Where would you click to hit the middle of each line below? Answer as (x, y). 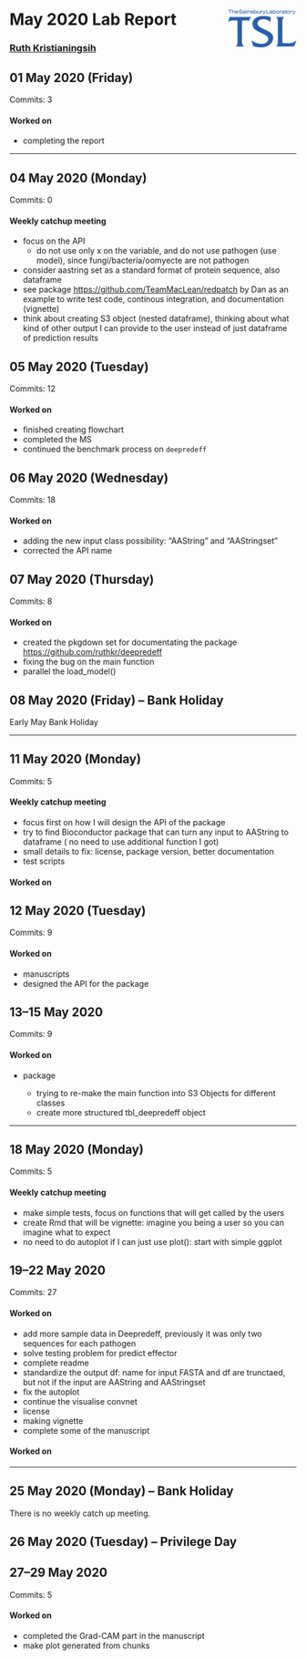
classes (51, 1103)
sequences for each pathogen (79, 1343)
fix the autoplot (51, 1392)
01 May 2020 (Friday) (71, 78)
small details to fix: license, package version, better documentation (148, 852)
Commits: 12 (33, 389)
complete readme (56, 1363)
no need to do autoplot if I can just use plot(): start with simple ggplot (152, 1241)
